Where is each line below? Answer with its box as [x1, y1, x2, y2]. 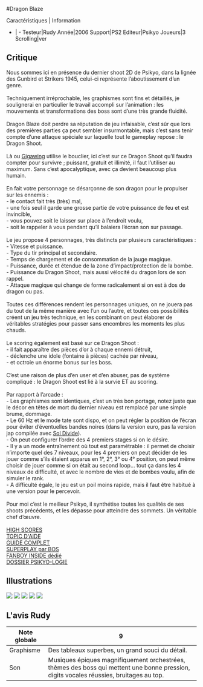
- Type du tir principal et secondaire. [6, 249, 97, 256]
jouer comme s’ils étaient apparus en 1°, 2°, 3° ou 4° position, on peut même [6, 455, 195, 463]
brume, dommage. [6, 410, 53, 417]
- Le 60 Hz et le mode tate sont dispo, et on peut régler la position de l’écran [6, 417, 196, 424]
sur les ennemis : [6, 191, 49, 198]
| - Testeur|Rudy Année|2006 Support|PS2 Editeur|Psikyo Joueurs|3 [14, 28, 186, 36]
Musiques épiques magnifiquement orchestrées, [48, 656, 185, 665]
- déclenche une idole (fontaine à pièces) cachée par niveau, [6, 352, 158, 360]
